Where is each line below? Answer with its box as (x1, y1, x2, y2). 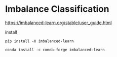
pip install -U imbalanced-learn (5, 38, 74, 44)
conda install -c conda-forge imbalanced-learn (5, 47, 105, 52)
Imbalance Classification (5, 3, 110, 15)
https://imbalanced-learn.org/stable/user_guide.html (5, 20, 112, 26)
